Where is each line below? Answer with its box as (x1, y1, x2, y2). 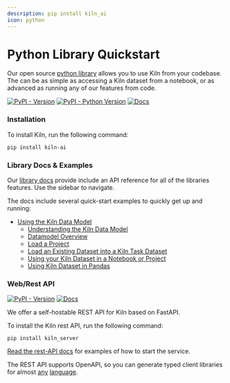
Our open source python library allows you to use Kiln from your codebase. (7, 69, 222, 78)
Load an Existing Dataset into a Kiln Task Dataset (27, 247, 168, 255)
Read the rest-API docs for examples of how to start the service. (7, 347, 191, 355)
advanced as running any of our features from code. (7, 84, 157, 92)
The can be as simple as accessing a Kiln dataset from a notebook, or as (7, 77, 215, 85)
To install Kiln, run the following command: (7, 130, 129, 139)
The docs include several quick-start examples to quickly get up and (7, 197, 203, 205)
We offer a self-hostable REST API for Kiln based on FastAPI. (7, 308, 180, 317)
